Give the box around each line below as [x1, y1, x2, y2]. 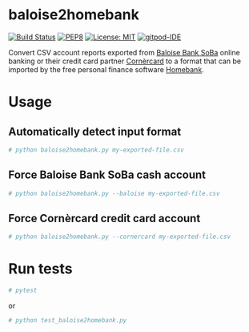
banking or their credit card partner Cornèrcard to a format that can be [8, 56, 242, 66]
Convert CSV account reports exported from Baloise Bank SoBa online [8, 47, 240, 57]
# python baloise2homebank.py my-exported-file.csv [8, 146, 184, 154]
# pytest [8, 286, 38, 294]
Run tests [8, 260, 73, 278]
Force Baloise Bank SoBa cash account [8, 168, 207, 182]
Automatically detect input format [8, 124, 182, 138]
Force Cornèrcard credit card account [8, 211, 201, 225]
